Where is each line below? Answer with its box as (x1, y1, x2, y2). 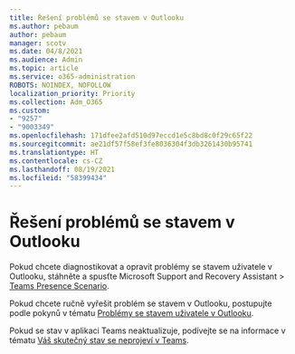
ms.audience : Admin (9, 55, 83, 64)
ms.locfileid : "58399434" (9, 173, 107, 182)
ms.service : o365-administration (9, 72, 136, 81)
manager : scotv (9, 38, 67, 48)
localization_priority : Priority (9, 89, 136, 98)
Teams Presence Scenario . (9, 281, 110, 292)
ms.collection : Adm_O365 (9, 97, 103, 107)
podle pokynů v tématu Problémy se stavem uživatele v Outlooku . (9, 308, 254, 319)
